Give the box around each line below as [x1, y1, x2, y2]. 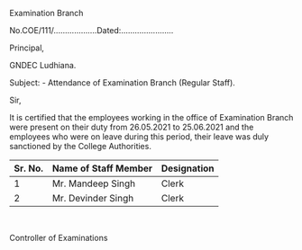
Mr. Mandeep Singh [51, 177, 136, 190]
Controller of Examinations [9, 233, 108, 243]
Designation [160, 162, 215, 174]
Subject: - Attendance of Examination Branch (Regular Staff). [9, 77, 236, 88]
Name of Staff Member [51, 162, 153, 174]
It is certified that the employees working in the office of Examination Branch [9, 112, 294, 122]
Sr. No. [14, 162, 43, 174]
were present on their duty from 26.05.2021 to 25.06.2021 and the [9, 121, 254, 132]
